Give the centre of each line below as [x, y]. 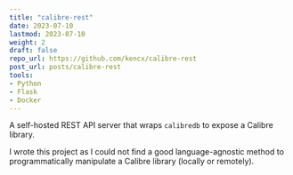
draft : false [33, 51]
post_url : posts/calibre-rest [65, 68]
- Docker [25, 100]
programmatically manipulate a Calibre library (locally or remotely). [132, 162]
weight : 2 [28, 42]
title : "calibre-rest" [51, 17]
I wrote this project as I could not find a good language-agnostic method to [147, 152]
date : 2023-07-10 [41, 26]
